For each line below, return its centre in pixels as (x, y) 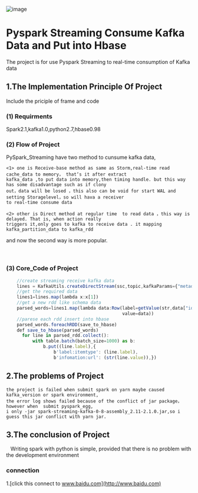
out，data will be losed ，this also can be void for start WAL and (91, 191)
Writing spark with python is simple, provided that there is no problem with (101, 449)
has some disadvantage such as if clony (57, 185)
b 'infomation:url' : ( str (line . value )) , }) (105, 358)
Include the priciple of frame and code (53, 101)
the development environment (43, 455)
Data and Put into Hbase (66, 46)
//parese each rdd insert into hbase (63, 319)
